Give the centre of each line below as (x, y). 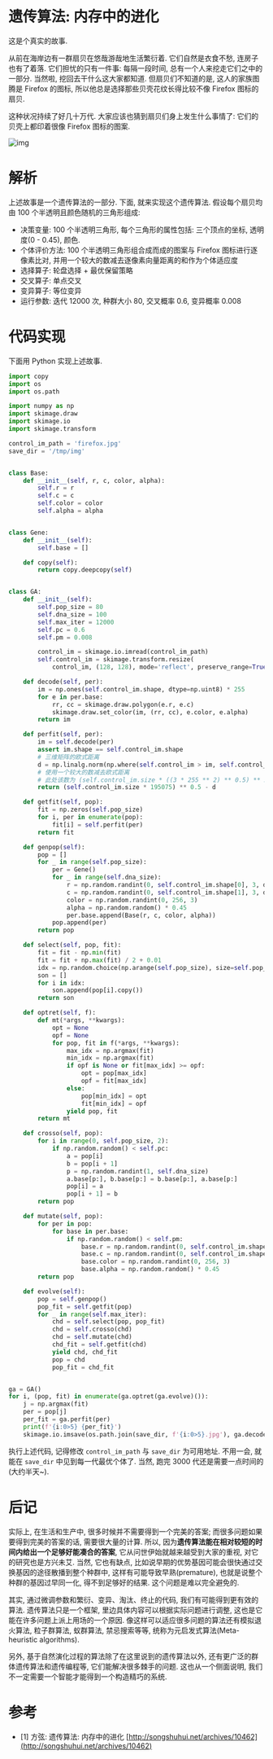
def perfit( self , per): (63, 735)
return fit (56, 832)
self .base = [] (63, 548)
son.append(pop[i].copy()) (97, 990)
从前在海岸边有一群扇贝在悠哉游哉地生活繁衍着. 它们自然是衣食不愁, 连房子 (133, 58)
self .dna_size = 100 (72, 614)
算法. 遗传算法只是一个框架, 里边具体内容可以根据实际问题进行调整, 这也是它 (135, 1610)
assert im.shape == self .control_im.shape (110, 750)
